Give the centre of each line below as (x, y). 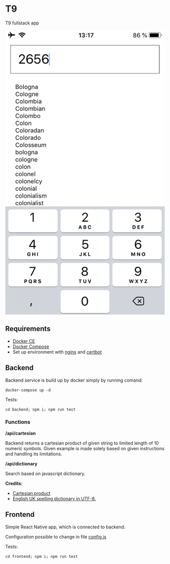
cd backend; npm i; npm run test (40, 410)
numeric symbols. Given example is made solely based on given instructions (85, 448)
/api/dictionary (22, 463)
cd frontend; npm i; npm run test (42, 556)
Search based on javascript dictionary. (45, 474)
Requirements (28, 329)
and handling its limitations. (34, 454)
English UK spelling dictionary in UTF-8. (54, 498)
